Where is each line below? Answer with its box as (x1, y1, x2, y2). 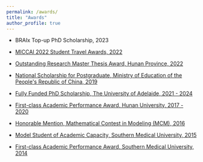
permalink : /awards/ (6, 8, 59, 15)
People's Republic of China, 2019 (14, 78, 98, 85)
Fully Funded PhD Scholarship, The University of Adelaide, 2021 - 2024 (14, 90, 193, 97)
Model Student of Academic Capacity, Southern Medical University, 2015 (14, 131, 197, 139)
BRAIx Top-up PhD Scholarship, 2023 (14, 37, 109, 44)
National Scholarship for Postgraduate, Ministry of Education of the (14, 72, 182, 79)
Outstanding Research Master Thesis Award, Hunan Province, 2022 (14, 60, 184, 67)
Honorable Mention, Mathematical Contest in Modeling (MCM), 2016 (14, 120, 185, 127)
